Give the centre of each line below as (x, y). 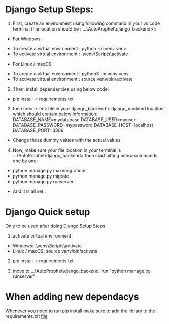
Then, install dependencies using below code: (61, 89)
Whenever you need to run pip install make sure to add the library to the (80, 311)
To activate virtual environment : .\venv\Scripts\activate (70, 54)
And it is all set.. (29, 191)
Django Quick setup (48, 212)
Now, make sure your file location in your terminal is (67, 150)
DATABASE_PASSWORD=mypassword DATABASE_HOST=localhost (83, 125)
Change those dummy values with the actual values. (67, 140)
